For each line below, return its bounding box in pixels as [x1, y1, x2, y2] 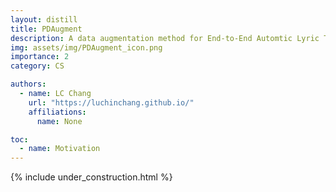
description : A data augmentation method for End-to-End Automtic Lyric [10, 33, 320, 43]
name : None [36, 116, 83, 126]
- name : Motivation [19, 144, 101, 154]
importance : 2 [10, 52, 70, 62]
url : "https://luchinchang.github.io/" [28, 97, 195, 108]
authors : [10, 79, 47, 90]
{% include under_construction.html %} [10, 171, 173, 183]
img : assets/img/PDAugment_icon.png [10, 42, 163, 53]
